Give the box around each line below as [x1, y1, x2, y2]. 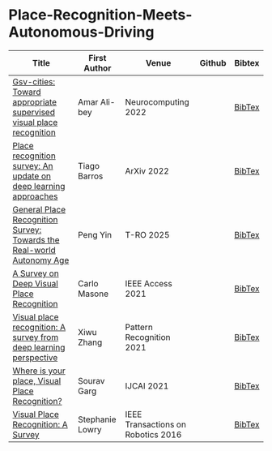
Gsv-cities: [12, 75, 55, 87]
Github [199, 57, 227, 68]
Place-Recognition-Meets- [8, 6, 193, 24]
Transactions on [125, 419, 186, 430]
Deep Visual [12, 277, 58, 289]
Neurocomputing [125, 96, 190, 107]
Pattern [125, 321, 154, 333]
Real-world [12, 244, 57, 256]
